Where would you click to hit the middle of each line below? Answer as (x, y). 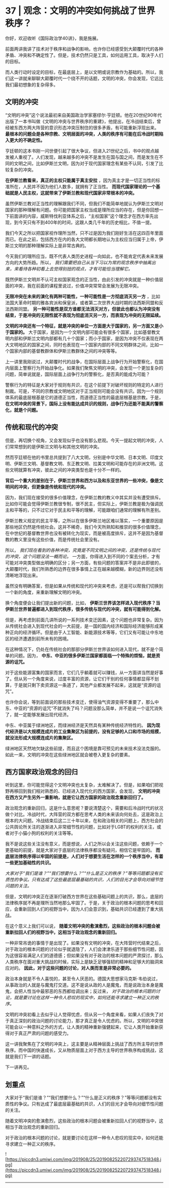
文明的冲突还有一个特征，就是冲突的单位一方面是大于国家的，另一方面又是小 (84, 326)
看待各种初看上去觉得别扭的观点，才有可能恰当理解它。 (75, 269)
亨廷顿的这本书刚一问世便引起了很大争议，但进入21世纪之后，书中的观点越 (82, 151)
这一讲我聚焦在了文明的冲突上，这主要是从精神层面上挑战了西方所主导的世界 (84, 1044)
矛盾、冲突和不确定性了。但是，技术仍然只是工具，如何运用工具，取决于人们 (84, 55)
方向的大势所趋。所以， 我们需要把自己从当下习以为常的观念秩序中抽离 (78, 262)
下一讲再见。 (18, 1067)
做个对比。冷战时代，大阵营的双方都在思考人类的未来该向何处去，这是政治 (82, 815)
